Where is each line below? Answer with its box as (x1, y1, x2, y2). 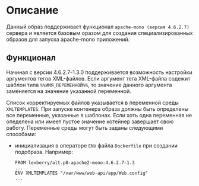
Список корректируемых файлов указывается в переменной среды (6, 99, 179, 106)
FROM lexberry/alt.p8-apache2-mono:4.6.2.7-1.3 (14, 159, 135, 166)
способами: (6, 130, 37, 137)
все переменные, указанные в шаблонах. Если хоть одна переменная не (6, 111, 192, 118)
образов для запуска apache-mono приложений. (6, 36, 130, 43)
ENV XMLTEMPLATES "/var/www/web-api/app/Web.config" (14, 170, 149, 176)
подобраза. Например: (14, 148, 73, 155)
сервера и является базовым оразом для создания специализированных (6, 29, 193, 36)
